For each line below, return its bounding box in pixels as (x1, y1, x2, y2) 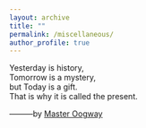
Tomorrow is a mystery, (9, 73, 97, 83)
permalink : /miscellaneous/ (9, 30, 115, 38)
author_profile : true (9, 38, 90, 47)
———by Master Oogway (9, 108, 103, 119)
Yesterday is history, (9, 63, 85, 73)
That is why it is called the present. (9, 91, 138, 102)
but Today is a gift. (9, 81, 78, 92)
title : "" (9, 21, 47, 30)
